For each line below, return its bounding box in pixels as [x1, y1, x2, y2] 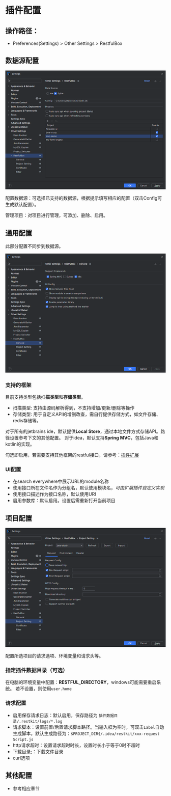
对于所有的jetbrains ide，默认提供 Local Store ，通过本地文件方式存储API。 [5, 428, 161, 434]
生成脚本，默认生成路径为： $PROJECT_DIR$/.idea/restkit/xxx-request [12, 730, 160, 736]
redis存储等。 [12, 418, 42, 424]
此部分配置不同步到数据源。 [5, 243, 64, 250]
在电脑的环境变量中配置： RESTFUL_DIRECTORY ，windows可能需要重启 [5, 679, 157, 685]
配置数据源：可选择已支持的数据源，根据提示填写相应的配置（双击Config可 [5, 195, 162, 201]
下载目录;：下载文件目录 [12, 748, 64, 754]
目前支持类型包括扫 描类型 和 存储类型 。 [5, 394, 85, 400]
